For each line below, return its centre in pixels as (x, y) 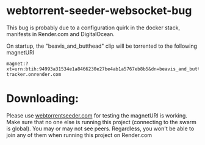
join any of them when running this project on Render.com (79, 135)
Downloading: (43, 99)
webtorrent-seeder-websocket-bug (99, 11)
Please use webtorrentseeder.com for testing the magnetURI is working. (97, 115)
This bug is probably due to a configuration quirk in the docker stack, (93, 28)
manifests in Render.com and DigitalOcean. (60, 34)
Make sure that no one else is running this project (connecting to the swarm (102, 122)
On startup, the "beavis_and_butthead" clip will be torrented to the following (102, 46)
